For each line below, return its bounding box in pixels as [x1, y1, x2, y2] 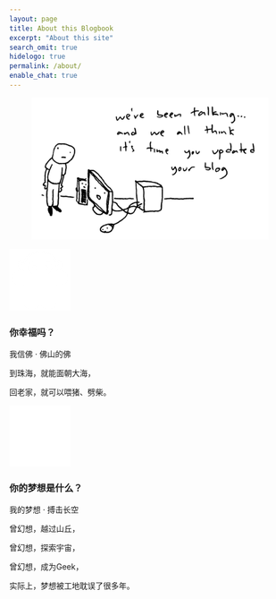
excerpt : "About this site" [9, 33, 114, 42]
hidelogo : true [9, 52, 66, 62]
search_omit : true [9, 43, 78, 52]
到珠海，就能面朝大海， [9, 367, 96, 378]
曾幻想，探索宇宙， [9, 542, 80, 552]
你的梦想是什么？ [9, 482, 83, 494]
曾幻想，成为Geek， [9, 560, 84, 572]
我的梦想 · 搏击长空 [9, 504, 79, 515]
